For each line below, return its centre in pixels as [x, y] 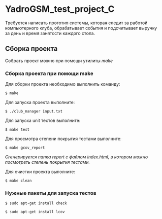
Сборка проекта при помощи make [49, 73]
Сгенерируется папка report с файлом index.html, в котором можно [77, 157]
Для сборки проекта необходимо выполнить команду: [63, 84]
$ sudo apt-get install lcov [35, 212]
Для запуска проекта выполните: [40, 103]
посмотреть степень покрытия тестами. [48, 162]
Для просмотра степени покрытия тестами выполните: [63, 139]
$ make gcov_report [25, 148]
